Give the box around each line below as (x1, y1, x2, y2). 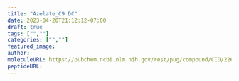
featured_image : (7, 43, 55, 50)
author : (7, 50, 31, 57)
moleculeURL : (7, 56, 46, 63)
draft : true (7, 23, 43, 30)
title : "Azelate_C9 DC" (7, 10, 78, 18)
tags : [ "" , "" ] (7, 30, 50, 37)
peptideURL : (7, 63, 43, 70)
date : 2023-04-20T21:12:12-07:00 (7, 17, 107, 24)
